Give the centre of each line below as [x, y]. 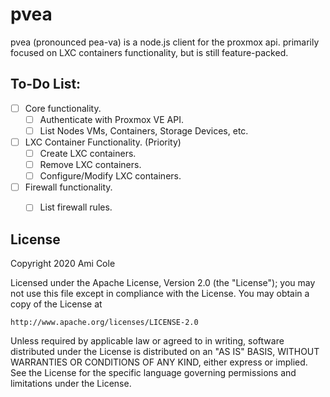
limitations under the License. [71, 384]
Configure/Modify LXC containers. [110, 176]
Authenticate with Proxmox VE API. [111, 119]
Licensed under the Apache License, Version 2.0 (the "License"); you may [163, 283]
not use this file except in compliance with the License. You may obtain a [160, 294]
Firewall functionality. [68, 187]
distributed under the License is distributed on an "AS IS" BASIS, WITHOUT [165, 352]
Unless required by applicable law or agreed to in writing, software [147, 341]
